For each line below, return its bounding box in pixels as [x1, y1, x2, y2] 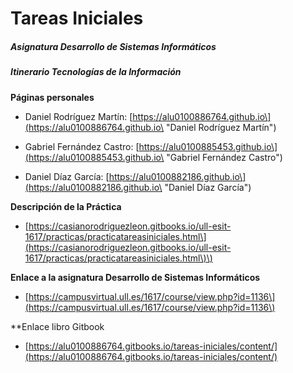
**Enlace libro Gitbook [10, 320, 105, 332]
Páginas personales [10, 91, 95, 103]
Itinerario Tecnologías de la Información [10, 66, 182, 78]
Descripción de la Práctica [10, 200, 122, 212]
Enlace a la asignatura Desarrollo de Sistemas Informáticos [10, 271, 261, 283]
